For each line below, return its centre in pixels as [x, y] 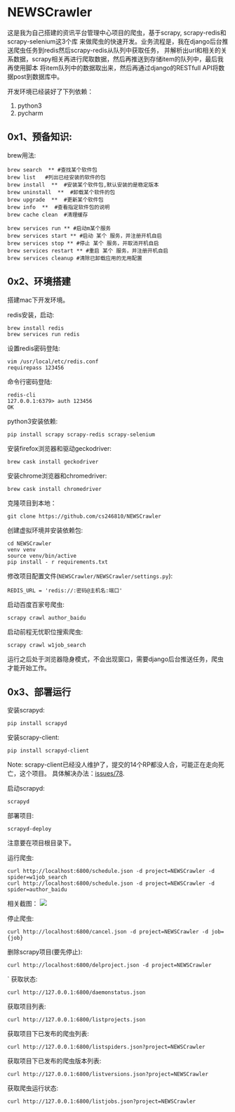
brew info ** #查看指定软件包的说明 [59, 207]
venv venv [22, 549]
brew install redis [36, 328]
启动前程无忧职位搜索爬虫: [45, 632]
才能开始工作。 [29, 667]
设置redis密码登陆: [34, 348]
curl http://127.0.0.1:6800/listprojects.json [76, 1020]
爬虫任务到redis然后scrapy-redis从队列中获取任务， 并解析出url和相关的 [117, 50]
